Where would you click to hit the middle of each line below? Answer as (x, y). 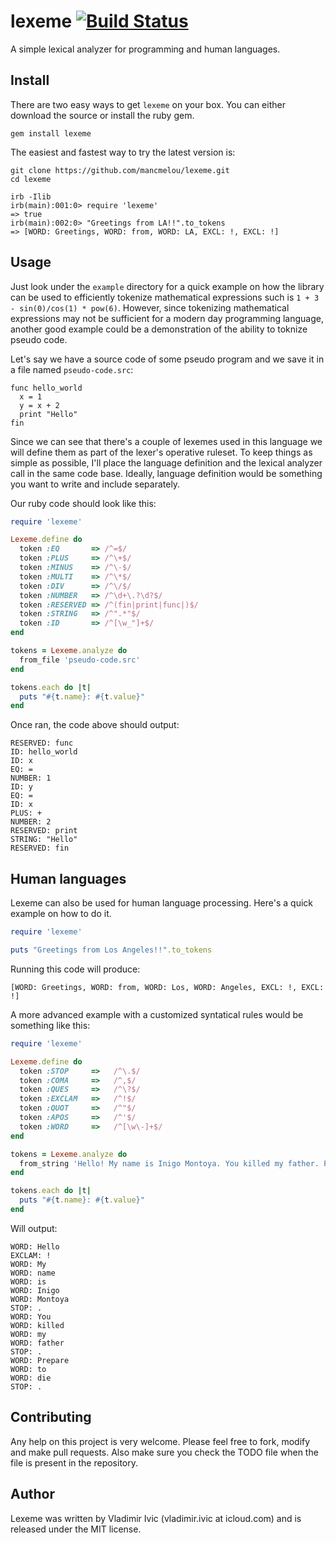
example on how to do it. (61, 914)
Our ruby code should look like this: (83, 503)
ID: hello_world (44, 752)
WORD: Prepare (40, 1360)
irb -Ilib (31, 196)
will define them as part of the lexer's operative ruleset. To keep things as (161, 452)
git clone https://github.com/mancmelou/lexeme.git (120, 170)
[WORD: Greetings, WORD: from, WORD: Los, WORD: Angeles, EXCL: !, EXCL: (167, 987)
